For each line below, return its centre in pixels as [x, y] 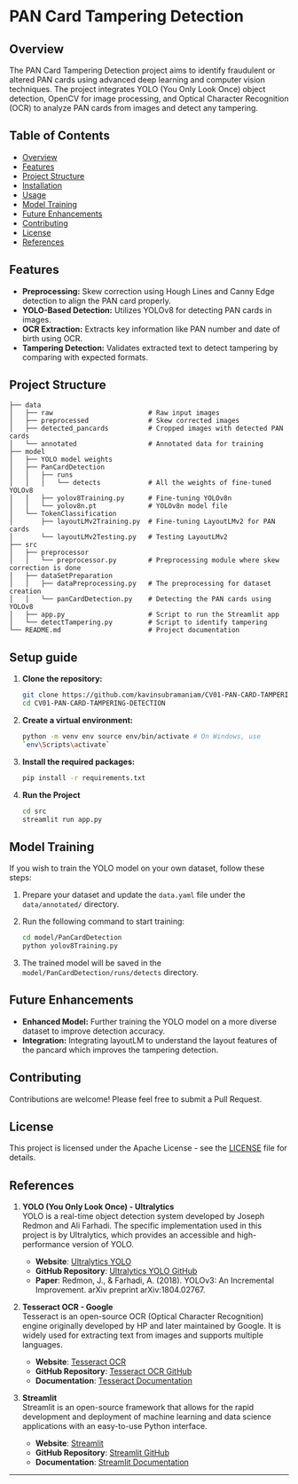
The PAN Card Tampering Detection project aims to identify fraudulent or [142, 70]
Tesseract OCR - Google [67, 1307]
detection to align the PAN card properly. [96, 301]
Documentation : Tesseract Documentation [114, 1381]
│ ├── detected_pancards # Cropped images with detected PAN [146, 429]
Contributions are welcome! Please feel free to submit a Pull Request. [136, 1099]
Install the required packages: [78, 762]
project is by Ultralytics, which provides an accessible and [128, 1235]
